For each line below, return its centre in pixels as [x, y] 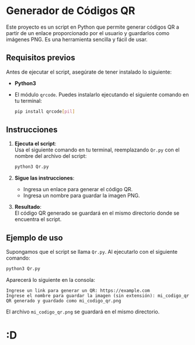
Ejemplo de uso [34, 238]
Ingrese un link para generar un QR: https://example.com [78, 291]
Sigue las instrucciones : [44, 178]
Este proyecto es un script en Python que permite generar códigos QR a [93, 27]
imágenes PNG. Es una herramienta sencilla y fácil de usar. [77, 39]
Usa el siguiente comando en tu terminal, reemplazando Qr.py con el [97, 150]
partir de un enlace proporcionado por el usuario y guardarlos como [88, 33]
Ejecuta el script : [35, 144]
